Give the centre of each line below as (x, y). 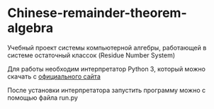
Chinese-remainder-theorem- (97, 13)
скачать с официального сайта (54, 76)
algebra (30, 28)
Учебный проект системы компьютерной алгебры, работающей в (107, 47)
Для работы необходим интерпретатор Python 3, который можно (106, 69)
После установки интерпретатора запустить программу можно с (107, 90)
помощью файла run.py (43, 98)
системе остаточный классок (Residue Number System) (91, 55)
